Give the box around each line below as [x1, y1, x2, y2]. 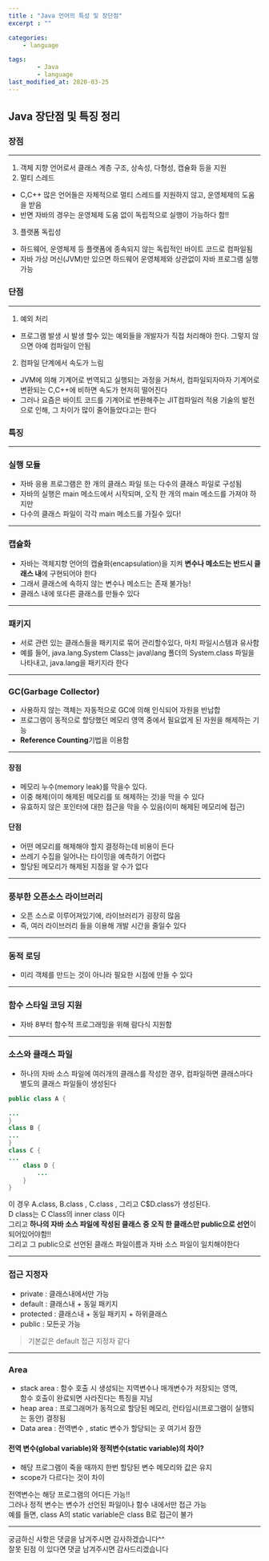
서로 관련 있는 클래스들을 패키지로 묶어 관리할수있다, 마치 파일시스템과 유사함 [19, 637, 260, 647]
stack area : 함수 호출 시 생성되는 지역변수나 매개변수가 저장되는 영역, [19, 1383, 238, 1392]
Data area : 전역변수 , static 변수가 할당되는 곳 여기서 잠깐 [19, 1423, 202, 1433]
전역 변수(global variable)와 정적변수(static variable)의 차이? [8, 1443, 204, 1453]
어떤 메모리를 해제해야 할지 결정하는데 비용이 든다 [19, 841, 175, 851]
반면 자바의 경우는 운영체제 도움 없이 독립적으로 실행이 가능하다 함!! [19, 210, 230, 220]
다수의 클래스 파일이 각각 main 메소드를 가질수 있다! [19, 509, 182, 518]
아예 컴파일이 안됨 [34, 340, 91, 350]
